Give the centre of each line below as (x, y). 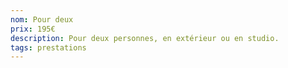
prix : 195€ (33, 29)
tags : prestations (48, 47)
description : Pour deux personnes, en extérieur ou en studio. (145, 38)
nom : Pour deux (42, 19)
